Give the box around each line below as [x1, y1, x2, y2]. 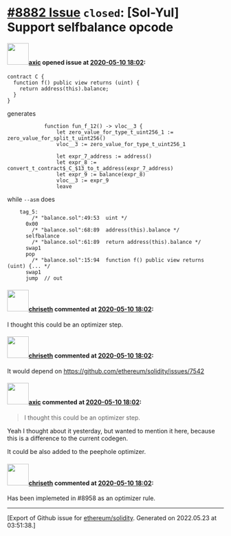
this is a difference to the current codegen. [7, 434, 129, 442]
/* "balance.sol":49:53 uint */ [32, 215, 128, 222]
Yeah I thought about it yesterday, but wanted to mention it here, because [7, 427, 215, 435]
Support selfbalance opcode [7, 19, 174, 35]
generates [7, 110, 36, 118]
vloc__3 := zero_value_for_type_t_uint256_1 [56, 141, 186, 148]
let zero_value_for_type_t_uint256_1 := [56, 129, 174, 136]
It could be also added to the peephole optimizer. [7, 448, 146, 455]
